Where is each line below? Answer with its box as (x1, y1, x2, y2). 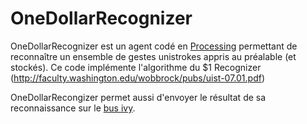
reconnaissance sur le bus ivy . (10, 102, 136, 114)
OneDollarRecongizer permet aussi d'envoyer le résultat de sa (10, 91, 267, 103)
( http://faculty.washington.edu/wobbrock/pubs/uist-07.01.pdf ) (10, 72, 266, 84)
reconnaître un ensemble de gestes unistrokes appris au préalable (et (10, 50, 297, 62)
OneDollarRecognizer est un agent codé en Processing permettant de (10, 40, 298, 52)
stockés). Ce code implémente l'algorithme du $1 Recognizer (10, 61, 262, 73)
